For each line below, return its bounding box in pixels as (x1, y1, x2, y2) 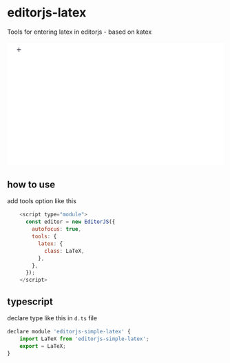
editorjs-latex (7, 5, 87, 21)
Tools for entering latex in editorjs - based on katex (7, 28, 152, 36)
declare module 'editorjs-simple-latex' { (7, 328, 131, 335)
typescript (7, 295, 53, 307)
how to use (7, 179, 56, 190)
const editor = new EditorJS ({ (25, 218, 116, 225)
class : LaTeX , (43, 247, 85, 254)
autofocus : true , (32, 226, 81, 233)
